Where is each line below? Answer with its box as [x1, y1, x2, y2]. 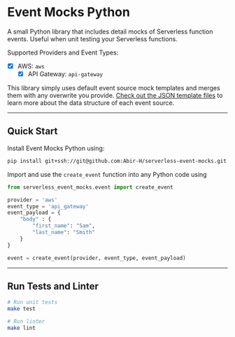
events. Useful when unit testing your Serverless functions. [7, 34, 178, 43]
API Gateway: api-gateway [27, 70, 104, 78]
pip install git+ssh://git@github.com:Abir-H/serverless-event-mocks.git [7, 157, 227, 164]
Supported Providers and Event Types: [7, 48, 119, 57]
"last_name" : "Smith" [32, 229, 96, 236]
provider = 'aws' [7, 196, 58, 203]
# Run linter [7, 318, 45, 325]
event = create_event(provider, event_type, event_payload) [7, 254, 187, 261]
